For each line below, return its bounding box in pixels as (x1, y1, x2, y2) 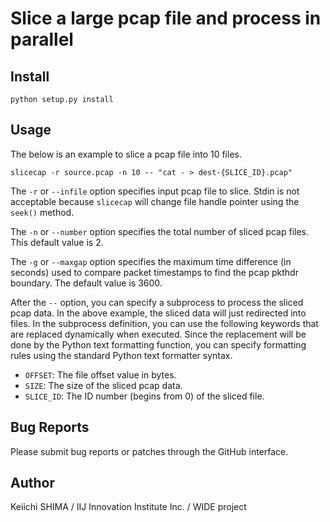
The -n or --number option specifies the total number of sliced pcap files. (10, 225, 310, 237)
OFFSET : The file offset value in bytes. (24, 368, 177, 381)
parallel (10, 28, 74, 51)
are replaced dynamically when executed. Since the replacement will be (10, 328, 307, 340)
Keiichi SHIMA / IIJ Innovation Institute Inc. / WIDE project (10, 501, 247, 513)
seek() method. (10, 206, 75, 218)
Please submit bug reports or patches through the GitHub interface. (10, 445, 289, 457)
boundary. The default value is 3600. (10, 277, 163, 289)
